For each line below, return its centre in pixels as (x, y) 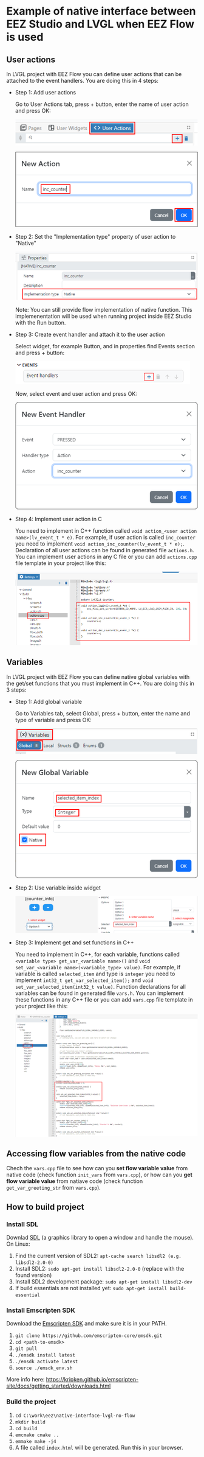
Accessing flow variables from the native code (96, 1153)
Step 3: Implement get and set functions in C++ (74, 943)
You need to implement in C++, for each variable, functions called (97, 954)
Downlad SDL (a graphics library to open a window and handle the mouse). (100, 1238)
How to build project (45, 1207)
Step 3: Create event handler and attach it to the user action (90, 334)
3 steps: (16, 690)
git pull (26, 1349)
